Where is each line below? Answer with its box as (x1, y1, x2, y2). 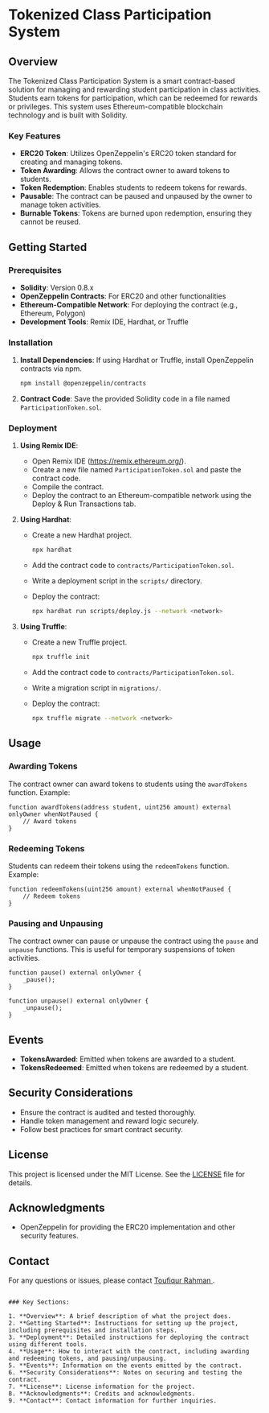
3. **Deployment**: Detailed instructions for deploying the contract (8, 1333, 250, 1341)
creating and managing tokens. (19, 157, 123, 167)
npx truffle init (31, 653, 91, 661)
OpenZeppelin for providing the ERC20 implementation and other (19, 1222, 235, 1232)
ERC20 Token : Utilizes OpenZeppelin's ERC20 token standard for (19, 149, 237, 159)
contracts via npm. (19, 364, 83, 373)
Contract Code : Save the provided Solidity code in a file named (19, 394, 230, 404)
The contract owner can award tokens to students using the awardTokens (8, 779, 247, 789)
